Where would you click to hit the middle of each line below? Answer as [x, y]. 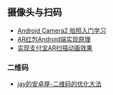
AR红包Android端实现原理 [54, 39]
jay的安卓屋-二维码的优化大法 [59, 84]
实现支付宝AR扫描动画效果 [55, 48]
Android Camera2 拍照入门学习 [61, 31]
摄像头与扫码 [35, 12]
